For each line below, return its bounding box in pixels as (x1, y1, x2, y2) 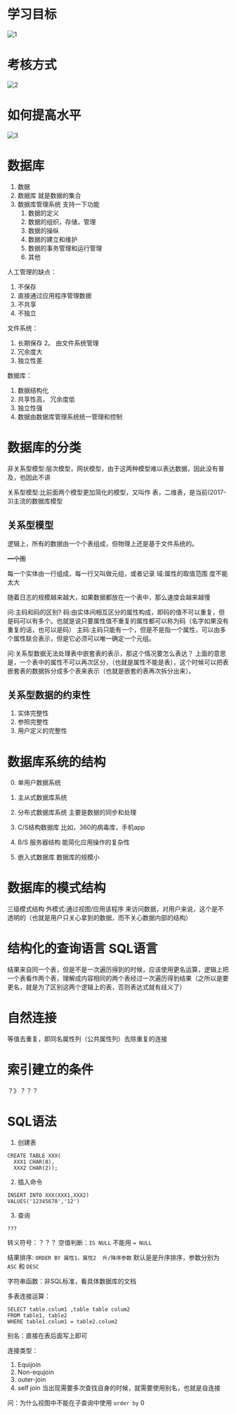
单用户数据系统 (17, 778, 61, 787)
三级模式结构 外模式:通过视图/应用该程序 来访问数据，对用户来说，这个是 (7, 905, 218, 913)
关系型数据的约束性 (7, 689, 91, 701)
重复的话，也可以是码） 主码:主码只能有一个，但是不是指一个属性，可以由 (7, 625, 220, 634)
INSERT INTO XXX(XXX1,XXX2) (7, 1191, 90, 1198)
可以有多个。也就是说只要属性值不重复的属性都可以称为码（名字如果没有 (19, 616, 229, 625)
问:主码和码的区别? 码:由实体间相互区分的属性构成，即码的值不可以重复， (7, 608, 219, 616)
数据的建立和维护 (27, 235, 78, 243)
